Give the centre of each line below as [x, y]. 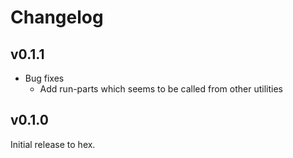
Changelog [57, 17]
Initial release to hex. [53, 144]
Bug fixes [44, 78]
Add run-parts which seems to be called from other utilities [161, 89]
